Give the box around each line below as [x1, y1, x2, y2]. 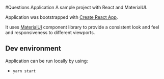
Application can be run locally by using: [5, 58, 88, 64]
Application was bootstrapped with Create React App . [5, 14, 118, 20]
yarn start [12, 68, 36, 73]
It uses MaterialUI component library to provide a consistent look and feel [5, 24, 159, 30]
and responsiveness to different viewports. [5, 30, 95, 35]
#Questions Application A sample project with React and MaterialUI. [5, 5, 148, 10]
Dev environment [5, 44, 61, 53]
